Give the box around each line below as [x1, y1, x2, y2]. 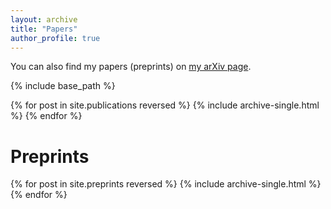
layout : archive [10, 14, 78, 25]
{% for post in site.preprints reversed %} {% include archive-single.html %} [10, 178, 322, 190]
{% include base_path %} [10, 80, 116, 92]
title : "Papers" [10, 24, 78, 34]
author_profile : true [10, 33, 101, 43]
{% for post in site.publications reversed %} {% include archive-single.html [10, 99, 320, 111]
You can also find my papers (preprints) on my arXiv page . [10, 61, 252, 73]
